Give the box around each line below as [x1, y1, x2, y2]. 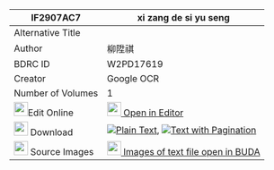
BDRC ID [13, 58, 51, 70]
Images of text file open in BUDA [123, 146, 261, 157]
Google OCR [106, 72, 160, 84]
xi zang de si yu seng [137, 12, 231, 23]
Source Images [30, 146, 94, 157]
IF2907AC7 [31, 12, 82, 23]
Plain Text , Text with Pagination [115, 123, 257, 136]
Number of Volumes [13, 87, 99, 99]
